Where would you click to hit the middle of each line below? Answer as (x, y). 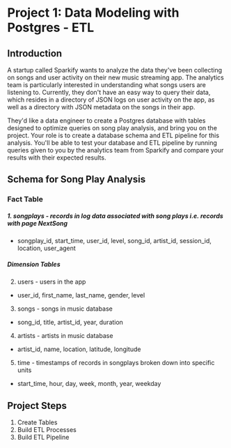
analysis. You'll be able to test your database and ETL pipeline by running (112, 143)
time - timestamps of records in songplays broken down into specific (116, 363)
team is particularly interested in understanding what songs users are (107, 85)
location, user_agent (47, 248)
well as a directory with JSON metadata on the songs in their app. (101, 107)
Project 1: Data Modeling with (93, 13)
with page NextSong (38, 223)
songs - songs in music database (65, 309)
